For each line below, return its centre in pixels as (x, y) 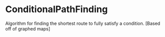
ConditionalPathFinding (57, 9)
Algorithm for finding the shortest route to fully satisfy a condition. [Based (83, 23)
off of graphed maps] (28, 28)
